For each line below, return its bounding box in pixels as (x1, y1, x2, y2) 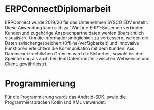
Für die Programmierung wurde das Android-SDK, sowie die (5, 94, 126, 100)
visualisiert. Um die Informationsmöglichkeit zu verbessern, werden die (5, 35, 148, 41)
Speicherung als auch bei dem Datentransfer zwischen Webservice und (5, 55, 150, 61)
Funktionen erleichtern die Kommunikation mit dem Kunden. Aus (5, 45, 135, 51)
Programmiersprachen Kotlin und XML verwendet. (5, 99, 106, 105)
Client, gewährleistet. (5, 61, 48, 67)
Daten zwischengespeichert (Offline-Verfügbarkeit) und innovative (5, 40, 139, 46)
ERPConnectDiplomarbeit (5, 3, 111, 15)
